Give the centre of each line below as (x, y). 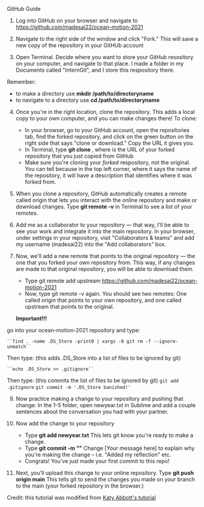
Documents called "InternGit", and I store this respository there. (95, 70)
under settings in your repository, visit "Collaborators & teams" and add (105, 238)
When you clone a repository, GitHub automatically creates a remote (101, 194)
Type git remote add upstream (63, 281)
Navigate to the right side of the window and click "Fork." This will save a (107, 39)
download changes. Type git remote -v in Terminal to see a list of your (104, 207)
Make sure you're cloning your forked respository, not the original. (107, 163)
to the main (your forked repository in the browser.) (80, 486)
